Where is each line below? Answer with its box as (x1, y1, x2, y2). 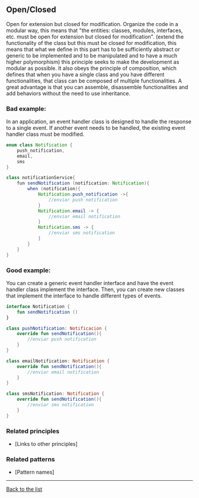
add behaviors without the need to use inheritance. (6, 90, 131, 97)
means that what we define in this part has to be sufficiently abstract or (6, 46, 181, 53)
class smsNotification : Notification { (6, 391, 105, 397)
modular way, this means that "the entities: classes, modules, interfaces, (6, 27, 183, 34)
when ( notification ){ (27, 186, 81, 192)
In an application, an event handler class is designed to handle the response (6, 118, 191, 125)
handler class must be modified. (6, 130, 85, 138)
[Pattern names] (14, 468, 54, 476)
